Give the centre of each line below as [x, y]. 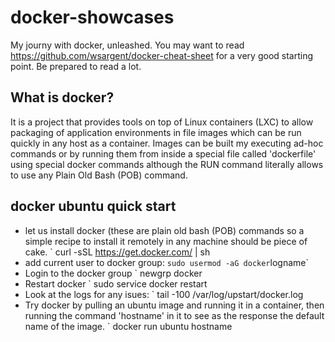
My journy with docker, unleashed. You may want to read [127, 45]
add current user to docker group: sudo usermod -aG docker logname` [166, 262]
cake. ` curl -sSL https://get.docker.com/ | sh [117, 252]
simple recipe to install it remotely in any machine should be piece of [166, 241]
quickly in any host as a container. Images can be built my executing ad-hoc [167, 143]
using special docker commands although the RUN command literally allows [167, 164]
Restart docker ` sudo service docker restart [116, 283]
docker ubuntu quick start [93, 206]
